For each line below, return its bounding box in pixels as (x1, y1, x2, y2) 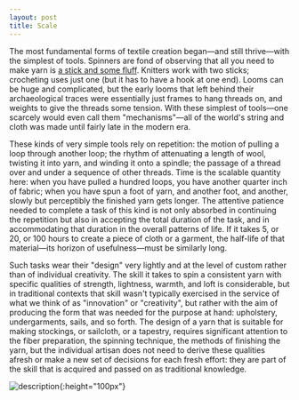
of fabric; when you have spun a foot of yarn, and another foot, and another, (9, 186, 289, 196)
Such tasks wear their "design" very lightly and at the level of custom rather (9, 260, 287, 270)
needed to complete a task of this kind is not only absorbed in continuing (9, 204, 278, 215)
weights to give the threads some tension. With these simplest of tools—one (9, 102, 289, 113)
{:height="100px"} (59, 380, 126, 391)
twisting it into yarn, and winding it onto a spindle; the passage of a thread (9, 157, 281, 168)
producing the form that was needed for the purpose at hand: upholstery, (9, 307, 278, 317)
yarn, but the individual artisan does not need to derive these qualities (9, 344, 265, 356)
